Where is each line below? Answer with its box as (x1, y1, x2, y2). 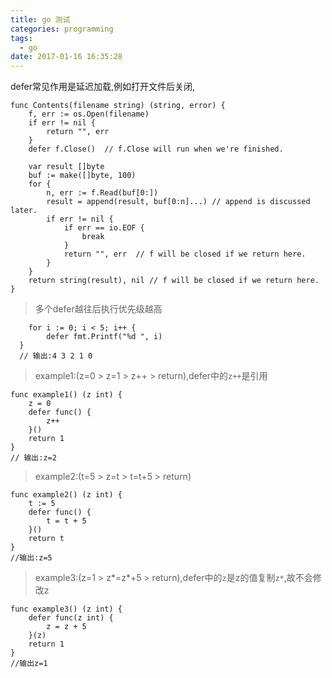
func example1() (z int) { (10, 390, 123, 400)
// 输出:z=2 (10, 453, 57, 463)
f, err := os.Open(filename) (28, 109, 150, 120)
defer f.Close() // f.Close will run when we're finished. (28, 144, 284, 155)
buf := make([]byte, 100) (28, 171, 137, 181)
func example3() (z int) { (10, 604, 123, 615)
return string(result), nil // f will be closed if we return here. (28, 276, 320, 286)
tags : (10, 33, 33, 43)
